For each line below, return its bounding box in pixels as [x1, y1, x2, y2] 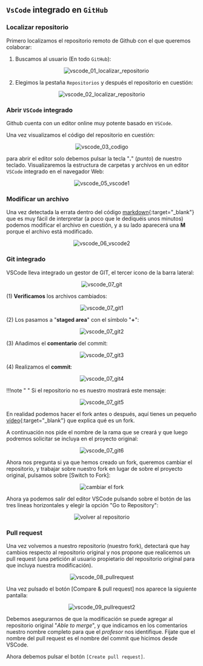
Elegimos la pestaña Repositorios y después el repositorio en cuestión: [15, 78, 194, 86]
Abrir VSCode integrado [6, 106, 73, 114]
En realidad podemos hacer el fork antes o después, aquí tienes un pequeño [6, 410, 197, 417]
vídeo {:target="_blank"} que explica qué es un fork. [6, 417, 135, 424]
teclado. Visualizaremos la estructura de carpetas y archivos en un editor [6, 161, 189, 168]
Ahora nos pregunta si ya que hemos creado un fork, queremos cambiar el [6, 459, 193, 466]
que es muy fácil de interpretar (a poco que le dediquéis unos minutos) [6, 215, 184, 223]
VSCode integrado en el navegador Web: [6, 167, 104, 175]
